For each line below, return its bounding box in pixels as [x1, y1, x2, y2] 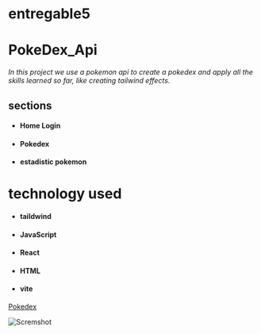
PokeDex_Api [8, 41, 98, 60]
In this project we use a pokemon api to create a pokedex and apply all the [8, 67, 254, 77]
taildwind [19, 212, 52, 221]
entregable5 [8, 5, 91, 23]
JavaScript [19, 229, 57, 239]
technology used [8, 185, 122, 203]
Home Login [19, 121, 61, 131]
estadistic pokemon [19, 157, 87, 167]
